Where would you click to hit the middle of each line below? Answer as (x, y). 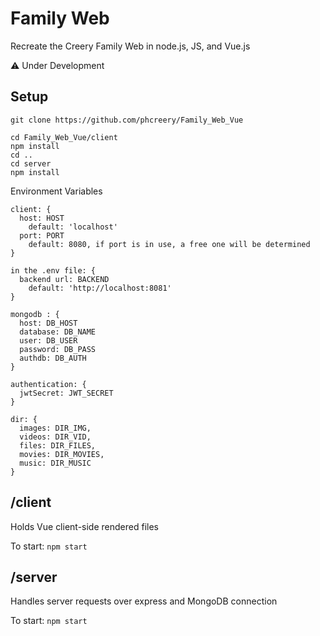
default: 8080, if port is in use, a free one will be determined (169, 244)
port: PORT (42, 235)
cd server (31, 163)
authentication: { (48, 384)
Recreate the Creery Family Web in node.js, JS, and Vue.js (130, 46)
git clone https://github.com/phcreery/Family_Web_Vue (127, 120)
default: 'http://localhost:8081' (100, 288)
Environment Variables (56, 191)
